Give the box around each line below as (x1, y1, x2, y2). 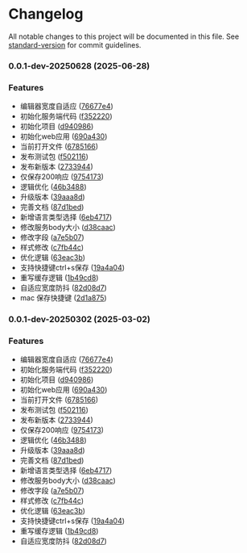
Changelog (8, 5, 84, 23)
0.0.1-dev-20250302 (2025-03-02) (8, 314, 151, 325)
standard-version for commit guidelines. (8, 40, 142, 49)
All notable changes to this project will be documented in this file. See (8, 31, 240, 41)
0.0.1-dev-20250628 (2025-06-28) (8, 60, 150, 71)
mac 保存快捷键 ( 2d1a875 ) (19, 293, 107, 303)
